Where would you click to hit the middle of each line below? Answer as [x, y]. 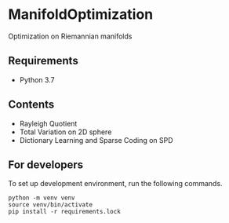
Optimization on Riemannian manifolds [70, 36]
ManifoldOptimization [81, 15]
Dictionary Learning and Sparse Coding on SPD [96, 140]
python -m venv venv [42, 198]
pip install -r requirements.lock [65, 212]
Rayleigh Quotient [48, 123]
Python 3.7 [37, 79]
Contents [31, 105]
